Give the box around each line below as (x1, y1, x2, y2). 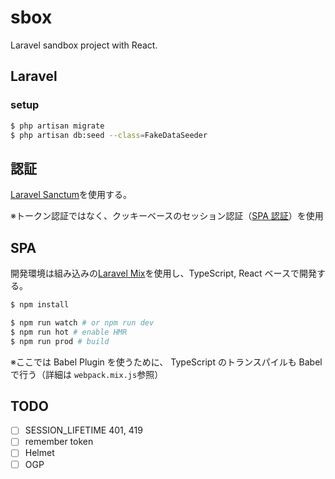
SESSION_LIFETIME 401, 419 (24, 424, 143, 436)
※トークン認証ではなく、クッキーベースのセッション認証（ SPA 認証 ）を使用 (10, 210, 324, 222)
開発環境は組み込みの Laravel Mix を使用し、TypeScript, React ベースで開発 (10, 267, 317, 279)
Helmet (24, 447, 55, 459)
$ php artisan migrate (10, 121, 105, 131)
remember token (24, 436, 94, 448)
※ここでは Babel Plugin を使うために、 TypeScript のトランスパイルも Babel (10, 356, 323, 368)
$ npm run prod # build (10, 336, 110, 346)
